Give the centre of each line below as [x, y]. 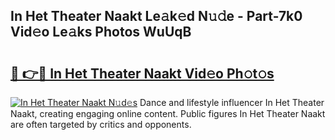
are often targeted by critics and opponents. [101, 124]
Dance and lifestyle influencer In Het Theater [232, 102]
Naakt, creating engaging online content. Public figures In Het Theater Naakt [168, 113]
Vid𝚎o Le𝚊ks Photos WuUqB [101, 32]
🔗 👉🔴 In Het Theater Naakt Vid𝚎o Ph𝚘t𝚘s [142, 73]
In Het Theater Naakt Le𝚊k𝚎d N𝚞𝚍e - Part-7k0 [156, 16]
